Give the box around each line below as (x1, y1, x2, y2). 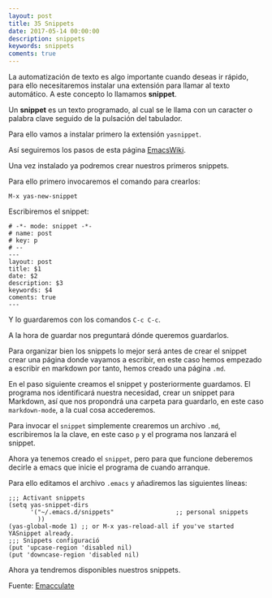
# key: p (8, 236, 38, 245)
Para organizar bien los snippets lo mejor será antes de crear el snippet (8, 346, 248, 356)
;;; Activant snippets (8, 494, 85, 502)
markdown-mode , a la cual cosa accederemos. (8, 405, 156, 414)
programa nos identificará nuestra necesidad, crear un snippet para (8, 388, 235, 397)
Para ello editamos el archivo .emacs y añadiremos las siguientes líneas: (8, 479, 248, 487)
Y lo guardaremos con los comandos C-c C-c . (8, 314, 161, 324)
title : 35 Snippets (8, 19, 75, 28)
